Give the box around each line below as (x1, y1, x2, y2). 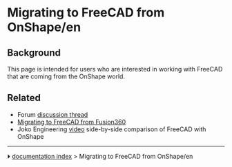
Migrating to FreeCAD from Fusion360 (17, 118, 126, 126)
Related (7, 92, 41, 104)
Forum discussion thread (17, 110, 88, 118)
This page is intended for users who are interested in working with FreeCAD (7, 65, 223, 73)
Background (7, 47, 61, 58)
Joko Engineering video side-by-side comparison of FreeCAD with (17, 125, 206, 133)
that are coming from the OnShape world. (7, 72, 126, 80)
